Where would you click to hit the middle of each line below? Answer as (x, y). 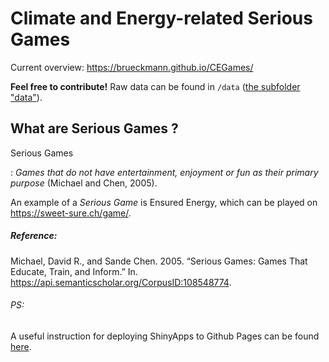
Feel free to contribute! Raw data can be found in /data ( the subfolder (155, 86)
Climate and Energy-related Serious (161, 18)
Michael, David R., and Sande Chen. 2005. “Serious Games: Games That (159, 261)
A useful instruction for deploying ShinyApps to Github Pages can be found (165, 336)
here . (21, 346)
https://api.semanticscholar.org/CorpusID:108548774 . (121, 282)
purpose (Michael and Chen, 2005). (84, 183)
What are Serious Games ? (94, 128)
